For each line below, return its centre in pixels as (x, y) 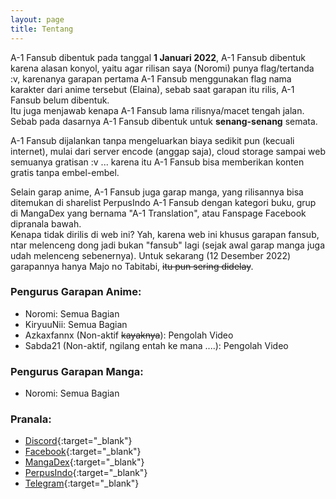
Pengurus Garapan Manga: (77, 371)
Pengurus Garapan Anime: (76, 292)
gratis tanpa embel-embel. (65, 172)
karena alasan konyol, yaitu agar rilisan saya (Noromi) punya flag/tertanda (162, 68)
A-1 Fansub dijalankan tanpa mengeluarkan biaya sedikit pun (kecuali (152, 140)
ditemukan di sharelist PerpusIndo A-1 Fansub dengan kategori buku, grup (163, 202)
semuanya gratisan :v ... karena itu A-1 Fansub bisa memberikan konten (157, 162)
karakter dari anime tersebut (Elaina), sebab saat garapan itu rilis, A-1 (152, 89)
